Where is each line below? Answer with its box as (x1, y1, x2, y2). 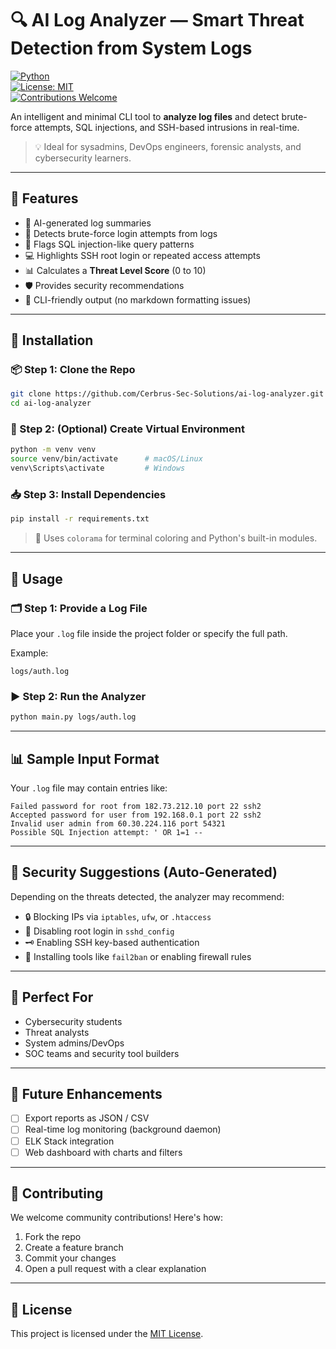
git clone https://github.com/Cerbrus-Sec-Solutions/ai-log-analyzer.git (10, 389, 325, 399)
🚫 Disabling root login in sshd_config (24, 925, 175, 937)
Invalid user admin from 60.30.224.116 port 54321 (10, 818, 226, 829)
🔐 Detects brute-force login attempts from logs (24, 227, 218, 239)
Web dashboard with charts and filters (24, 1146, 183, 1158)
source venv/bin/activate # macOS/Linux (10, 454, 203, 464)
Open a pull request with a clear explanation (24, 1263, 207, 1275)
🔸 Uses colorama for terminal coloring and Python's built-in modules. (34, 532, 318, 544)
